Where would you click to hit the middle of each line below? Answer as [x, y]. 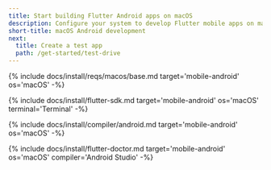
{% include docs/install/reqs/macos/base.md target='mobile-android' [124, 76]
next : [17, 38]
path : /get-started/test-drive [68, 53]
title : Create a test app [59, 46]
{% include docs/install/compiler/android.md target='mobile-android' [123, 124]
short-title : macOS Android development [77, 31]
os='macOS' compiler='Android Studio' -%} [81, 157]
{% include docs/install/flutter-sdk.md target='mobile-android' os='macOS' [134, 100]
